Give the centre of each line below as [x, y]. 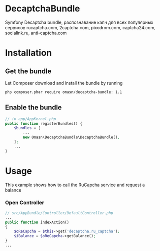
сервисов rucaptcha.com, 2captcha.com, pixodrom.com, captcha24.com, [80, 27]
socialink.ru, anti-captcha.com [36, 33]
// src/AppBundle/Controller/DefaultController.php [59, 213]
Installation [29, 53]
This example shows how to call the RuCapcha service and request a [75, 185]
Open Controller [25, 202]
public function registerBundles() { [44, 124]
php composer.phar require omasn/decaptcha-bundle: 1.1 [64, 92]
